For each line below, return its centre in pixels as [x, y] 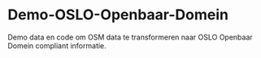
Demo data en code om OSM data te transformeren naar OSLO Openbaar [130, 37]
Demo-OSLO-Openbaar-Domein [118, 15]
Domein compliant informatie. [57, 45]
